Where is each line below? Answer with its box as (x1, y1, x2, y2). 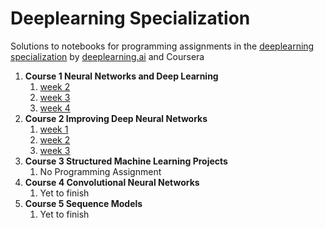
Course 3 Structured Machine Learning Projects (24, 155, 228, 167)
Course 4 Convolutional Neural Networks (24, 176, 200, 188)
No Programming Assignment (39, 165, 162, 177)
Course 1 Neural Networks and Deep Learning (24, 70, 219, 82)
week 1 (39, 123, 69, 135)
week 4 (39, 102, 71, 114)
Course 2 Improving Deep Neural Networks (24, 112, 208, 124)
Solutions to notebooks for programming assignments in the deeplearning (10, 40, 315, 52)
